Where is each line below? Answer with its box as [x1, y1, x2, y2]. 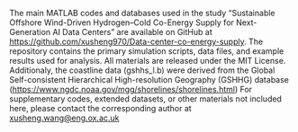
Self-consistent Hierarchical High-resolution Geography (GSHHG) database [9, 75, 290, 84]
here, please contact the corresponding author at [9, 103, 192, 113]
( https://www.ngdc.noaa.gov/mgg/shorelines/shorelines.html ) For [9, 84, 253, 94]
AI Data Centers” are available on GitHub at [52, 27, 213, 37]
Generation [9, 27, 51, 37]
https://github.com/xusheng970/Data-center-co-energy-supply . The [9, 36, 264, 47]
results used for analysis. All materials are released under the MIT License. [9, 56, 286, 66]
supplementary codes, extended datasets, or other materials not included [9, 93, 282, 104]
